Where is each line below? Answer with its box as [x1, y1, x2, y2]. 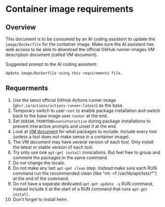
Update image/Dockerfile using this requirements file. [5, 71, 123, 76]
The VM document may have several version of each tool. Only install [12, 139, 154, 145]
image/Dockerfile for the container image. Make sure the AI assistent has [5, 41, 154, 47]
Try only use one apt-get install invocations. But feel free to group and [12, 149, 161, 155]
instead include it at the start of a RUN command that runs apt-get [12, 186, 148, 192]
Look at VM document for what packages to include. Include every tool [12, 128, 157, 134]
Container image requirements [5, 3, 133, 15]
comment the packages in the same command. [12, 154, 108, 160]
